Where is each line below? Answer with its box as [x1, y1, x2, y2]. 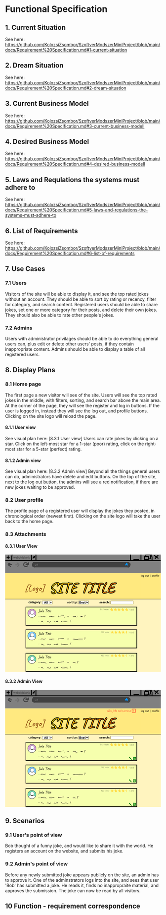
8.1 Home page [5, 381, 41, 388]
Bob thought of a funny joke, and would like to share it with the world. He [5, 843, 154, 849]
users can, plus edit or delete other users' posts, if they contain [5, 341, 134, 347]
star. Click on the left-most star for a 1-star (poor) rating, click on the [5, 441, 144, 447]
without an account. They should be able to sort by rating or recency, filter [5, 296, 157, 302]
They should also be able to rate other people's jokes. [5, 312, 115, 318]
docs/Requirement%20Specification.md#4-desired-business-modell [5, 161, 145, 167]
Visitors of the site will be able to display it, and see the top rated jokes [5, 291, 149, 297]
